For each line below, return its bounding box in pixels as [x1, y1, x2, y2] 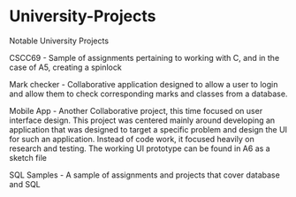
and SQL [9, 178, 42, 189]
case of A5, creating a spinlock [9, 62, 122, 72]
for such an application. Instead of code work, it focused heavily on [9, 133, 254, 144]
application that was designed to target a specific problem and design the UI [9, 124, 288, 134]
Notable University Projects [9, 35, 109, 46]
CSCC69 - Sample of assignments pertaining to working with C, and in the [9, 52, 280, 63]
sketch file [9, 152, 47, 163]
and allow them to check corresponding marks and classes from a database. [9, 88, 288, 99]
